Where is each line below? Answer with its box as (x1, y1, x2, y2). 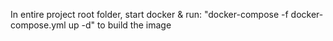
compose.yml (10, 19, 67, 31)
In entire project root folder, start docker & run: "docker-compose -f (10, 9, 289, 20)
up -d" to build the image (68, 19, 172, 31)
